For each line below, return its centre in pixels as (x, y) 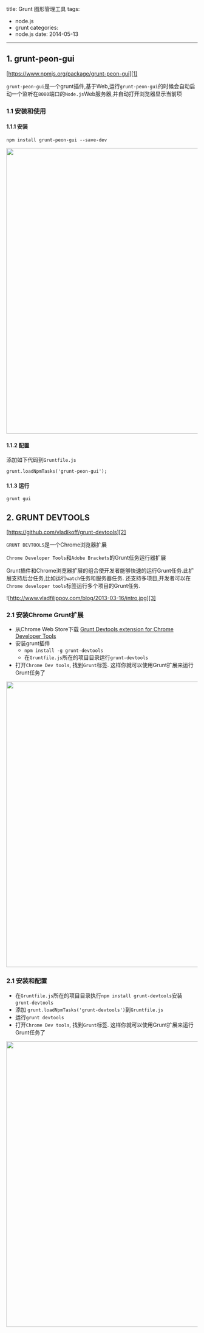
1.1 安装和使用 (26, 111)
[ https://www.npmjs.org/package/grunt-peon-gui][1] (72, 73)
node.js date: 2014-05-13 (47, 34)
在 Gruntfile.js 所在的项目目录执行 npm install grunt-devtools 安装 (99, 995)
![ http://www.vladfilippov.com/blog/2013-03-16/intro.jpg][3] (81, 598)
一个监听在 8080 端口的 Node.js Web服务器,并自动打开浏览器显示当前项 (97, 94)
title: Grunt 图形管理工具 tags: (43, 9)
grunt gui (19, 499)
